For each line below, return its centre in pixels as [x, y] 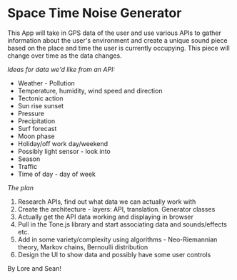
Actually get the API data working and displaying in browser [106, 217]
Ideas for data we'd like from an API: [61, 69]
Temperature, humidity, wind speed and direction [90, 90]
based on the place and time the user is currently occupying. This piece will [118, 48]
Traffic [27, 166]
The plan [21, 187]
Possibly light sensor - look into [64, 151]
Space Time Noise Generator [95, 13]
